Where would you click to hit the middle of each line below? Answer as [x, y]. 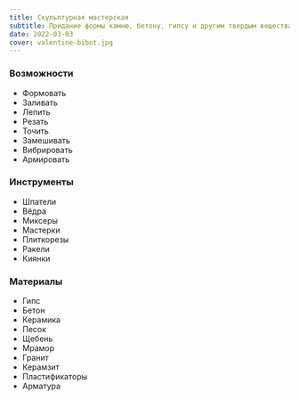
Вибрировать [47, 150]
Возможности [41, 74]
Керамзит [40, 367]
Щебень [37, 339]
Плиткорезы [45, 239]
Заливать [40, 102]
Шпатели [39, 201]
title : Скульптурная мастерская [69, 17]
